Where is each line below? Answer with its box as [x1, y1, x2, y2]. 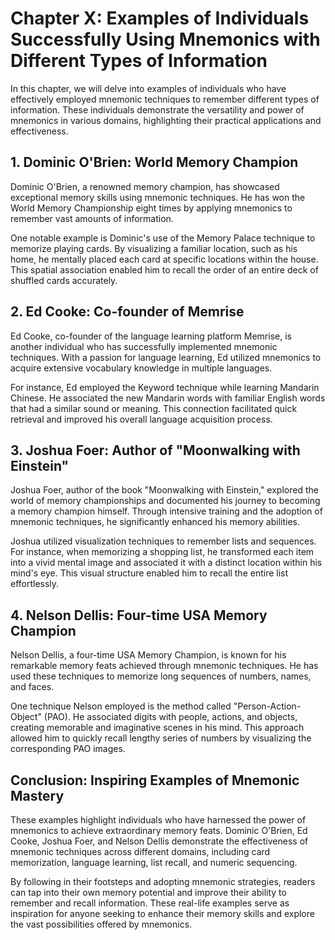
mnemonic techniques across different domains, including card [10, 846, 271, 857]
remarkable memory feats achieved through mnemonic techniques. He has [10, 660, 319, 672]
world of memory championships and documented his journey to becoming [10, 495, 321, 507]
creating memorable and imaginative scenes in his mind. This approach [10, 722, 305, 734]
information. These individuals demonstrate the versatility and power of [10, 103, 305, 116]
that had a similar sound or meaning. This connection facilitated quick [10, 402, 298, 414]
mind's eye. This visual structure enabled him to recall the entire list [10, 567, 289, 579]
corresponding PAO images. [10, 743, 126, 755]
